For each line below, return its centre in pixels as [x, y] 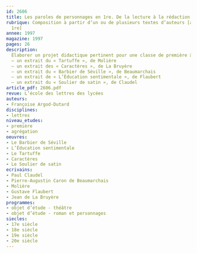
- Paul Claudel [25, 176]
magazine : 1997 [25, 39]
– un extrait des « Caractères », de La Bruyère [72, 66]
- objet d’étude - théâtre [39, 208]
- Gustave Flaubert [30, 191]
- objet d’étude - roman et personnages [56, 214]
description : [22, 50]
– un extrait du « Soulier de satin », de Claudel [74, 83]
